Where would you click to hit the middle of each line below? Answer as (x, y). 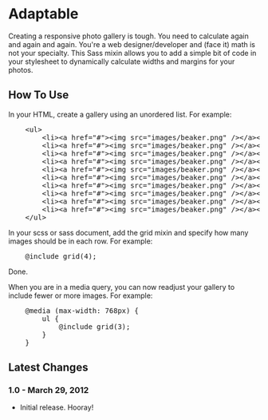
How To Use (39, 95)
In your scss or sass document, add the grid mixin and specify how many (128, 232)
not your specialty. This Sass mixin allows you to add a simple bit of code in (132, 53)
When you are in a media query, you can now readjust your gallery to (122, 287)
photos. (21, 69)
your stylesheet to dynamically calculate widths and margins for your (122, 61)
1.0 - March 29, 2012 (49, 390)
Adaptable (43, 14)
